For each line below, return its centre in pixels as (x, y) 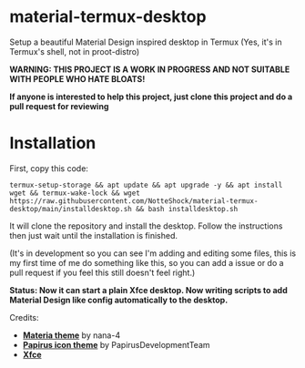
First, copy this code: (49, 168)
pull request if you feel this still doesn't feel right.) (102, 272)
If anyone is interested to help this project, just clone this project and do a (151, 97)
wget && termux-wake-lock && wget (75, 193)
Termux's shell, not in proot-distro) (75, 51)
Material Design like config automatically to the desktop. (119, 300)
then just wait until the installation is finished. (94, 235)
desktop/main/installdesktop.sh (71, 209)
